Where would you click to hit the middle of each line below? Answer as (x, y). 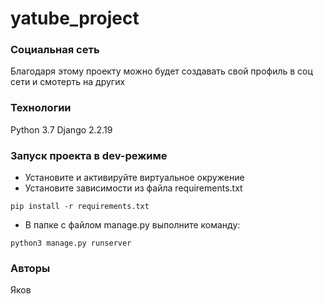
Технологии (41, 108)
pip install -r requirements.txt (80, 207)
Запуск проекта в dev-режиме (89, 155)
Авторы (30, 268)
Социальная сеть (55, 50)
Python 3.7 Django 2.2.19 (61, 129)
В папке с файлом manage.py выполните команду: (132, 225)
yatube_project (75, 18)
